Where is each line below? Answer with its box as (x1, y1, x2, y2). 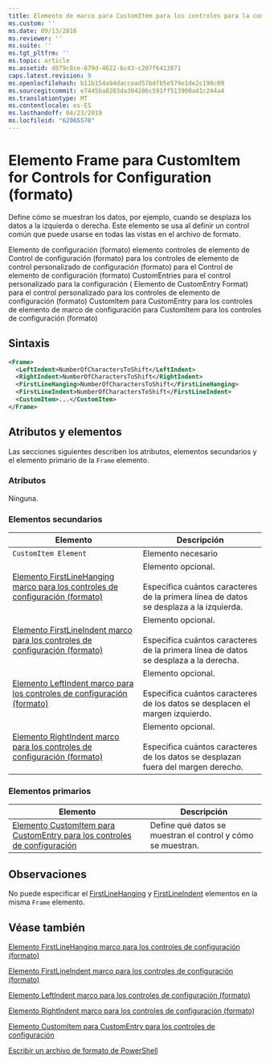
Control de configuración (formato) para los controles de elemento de (8, 253, 239, 263)
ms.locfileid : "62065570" (8, 117, 95, 125)
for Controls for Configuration (8, 168, 211, 187)
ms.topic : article (8, 57, 70, 65)
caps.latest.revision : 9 (8, 72, 92, 80)
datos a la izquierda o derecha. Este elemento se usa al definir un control (8, 221, 250, 230)
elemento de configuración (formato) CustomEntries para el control (8, 271, 231, 280)
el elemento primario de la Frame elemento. (8, 455, 150, 465)
